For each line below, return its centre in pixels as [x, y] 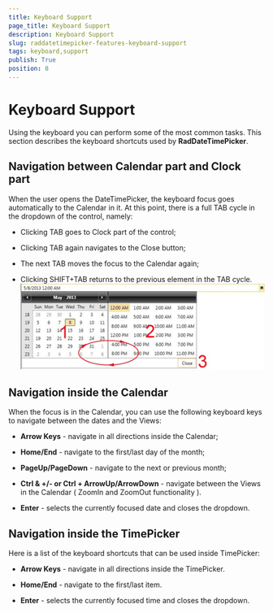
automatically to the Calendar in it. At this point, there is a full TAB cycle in [132, 207]
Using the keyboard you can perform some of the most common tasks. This [135, 132]
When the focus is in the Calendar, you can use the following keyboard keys [135, 412]
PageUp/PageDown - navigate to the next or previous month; [123, 468]
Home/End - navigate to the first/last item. [91, 585]
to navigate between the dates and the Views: [85, 421]
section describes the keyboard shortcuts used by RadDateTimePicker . [129, 141]
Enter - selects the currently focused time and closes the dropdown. [135, 601]
